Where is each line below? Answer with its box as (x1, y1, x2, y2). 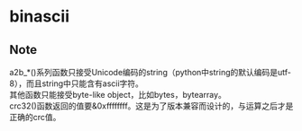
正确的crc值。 (9, 112, 61, 122)
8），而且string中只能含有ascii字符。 (9, 78, 144, 89)
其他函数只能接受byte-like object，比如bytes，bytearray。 (9, 90, 227, 100)
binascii (9, 6, 70, 27)
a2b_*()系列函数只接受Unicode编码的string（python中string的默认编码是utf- (9, 67, 291, 77)
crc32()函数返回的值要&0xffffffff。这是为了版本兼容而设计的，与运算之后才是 (9, 100, 294, 111)
